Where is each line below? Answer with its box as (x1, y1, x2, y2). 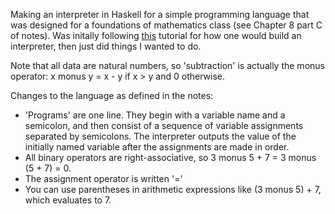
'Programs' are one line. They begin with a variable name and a (24, 109, 286, 121)
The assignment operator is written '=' (24, 173, 183, 184)
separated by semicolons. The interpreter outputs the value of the (24, 130, 297, 142)
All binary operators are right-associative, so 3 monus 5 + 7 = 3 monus (24, 152, 317, 163)
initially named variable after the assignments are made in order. (24, 141, 290, 153)
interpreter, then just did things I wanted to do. (10, 40, 202, 52)
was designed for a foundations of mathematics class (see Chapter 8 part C (10, 19, 323, 31)
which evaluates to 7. (24, 194, 112, 206)
